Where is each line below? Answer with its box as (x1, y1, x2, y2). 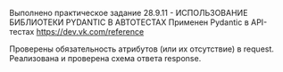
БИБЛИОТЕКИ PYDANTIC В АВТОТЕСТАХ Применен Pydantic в (9, 17, 250, 28)
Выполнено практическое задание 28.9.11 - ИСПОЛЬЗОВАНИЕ (9, 8, 248, 18)
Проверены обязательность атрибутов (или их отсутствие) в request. (9, 44, 275, 54)
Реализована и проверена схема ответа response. (9, 53, 202, 63)
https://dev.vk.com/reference (36, 27, 145, 36)
